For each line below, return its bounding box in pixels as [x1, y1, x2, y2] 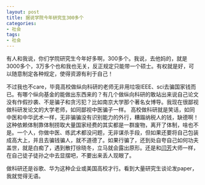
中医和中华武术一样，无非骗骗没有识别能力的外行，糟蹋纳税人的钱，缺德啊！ [6, 114, 199, 121]
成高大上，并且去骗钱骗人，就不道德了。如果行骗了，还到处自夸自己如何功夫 [6, 137, 199, 143]
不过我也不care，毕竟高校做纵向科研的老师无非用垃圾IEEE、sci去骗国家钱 [6, 83, 191, 90]
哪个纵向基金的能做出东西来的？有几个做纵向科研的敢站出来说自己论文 [22, 91, 199, 98]
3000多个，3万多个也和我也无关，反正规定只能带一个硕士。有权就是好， [6, 62, 189, 70]
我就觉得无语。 [6, 172, 44, 180]
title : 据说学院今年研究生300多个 [6, 15, 84, 21]
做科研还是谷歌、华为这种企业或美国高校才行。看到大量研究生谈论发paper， [6, 165, 198, 172]
